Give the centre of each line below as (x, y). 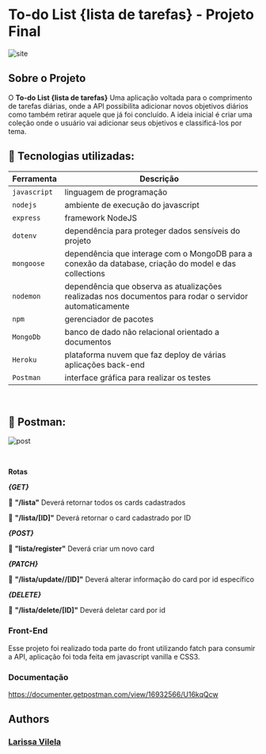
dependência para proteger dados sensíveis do (152, 230)
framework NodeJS (101, 217)
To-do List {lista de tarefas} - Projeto (131, 15)
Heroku (25, 360)
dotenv (25, 235)
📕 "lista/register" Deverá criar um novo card (82, 548)
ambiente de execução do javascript (132, 205)
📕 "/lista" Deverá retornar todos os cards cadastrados (97, 502)
